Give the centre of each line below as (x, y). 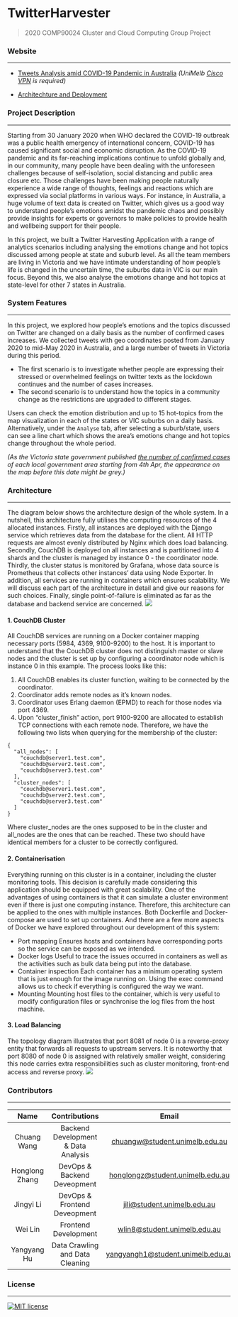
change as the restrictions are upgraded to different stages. (105, 399)
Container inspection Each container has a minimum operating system (120, 971)
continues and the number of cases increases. (85, 384)
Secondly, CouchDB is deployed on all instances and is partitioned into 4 (113, 550)
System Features (37, 303)
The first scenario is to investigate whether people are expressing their (121, 369)
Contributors (30, 1090)
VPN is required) (41, 81)
